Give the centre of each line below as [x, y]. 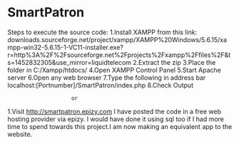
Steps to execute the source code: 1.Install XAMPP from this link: [102, 32]
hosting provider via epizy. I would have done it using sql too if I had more [116, 119]
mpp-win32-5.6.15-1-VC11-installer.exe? [65, 47]
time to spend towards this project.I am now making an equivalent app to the [120, 126]
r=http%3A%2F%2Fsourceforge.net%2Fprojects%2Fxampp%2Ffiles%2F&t [119, 55]
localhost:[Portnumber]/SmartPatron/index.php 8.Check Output [101, 85]
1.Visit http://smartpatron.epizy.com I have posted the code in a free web [115, 111]
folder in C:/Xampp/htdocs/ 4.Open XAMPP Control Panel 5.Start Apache [114, 70]
